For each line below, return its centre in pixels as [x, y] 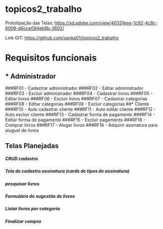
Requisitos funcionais [51, 58]
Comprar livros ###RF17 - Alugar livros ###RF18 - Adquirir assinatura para [81, 125]
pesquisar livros [22, 184]
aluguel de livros [22, 130]
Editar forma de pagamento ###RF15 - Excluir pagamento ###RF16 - [75, 120]
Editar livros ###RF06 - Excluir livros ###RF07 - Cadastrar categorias [76, 98]
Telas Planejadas [32, 146]
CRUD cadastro [22, 158]
